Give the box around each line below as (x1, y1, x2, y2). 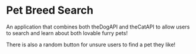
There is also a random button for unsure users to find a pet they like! (6, 41, 176, 48)
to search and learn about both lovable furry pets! (6, 29, 128, 36)
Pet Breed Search (6, 4, 94, 17)
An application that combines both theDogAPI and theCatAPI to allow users (6, 23, 190, 30)
